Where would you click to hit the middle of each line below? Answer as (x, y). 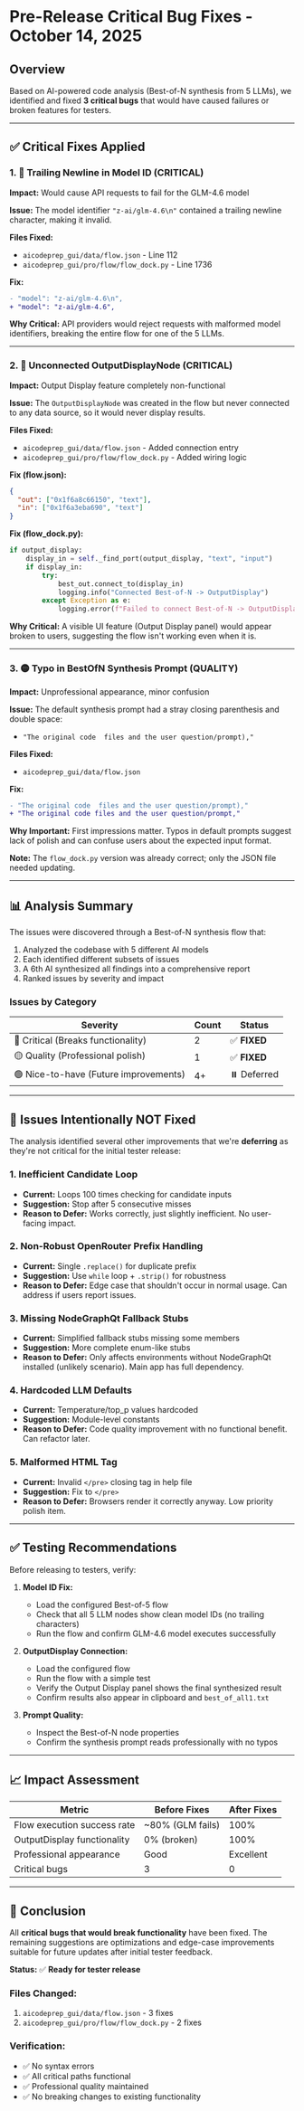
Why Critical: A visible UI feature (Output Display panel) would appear (141, 627)
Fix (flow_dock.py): (47, 534)
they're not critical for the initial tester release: (95, 1151)
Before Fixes (182, 1810)
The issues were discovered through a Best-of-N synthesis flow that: (138, 932)
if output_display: (46, 550)
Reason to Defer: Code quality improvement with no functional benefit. (155, 1429)
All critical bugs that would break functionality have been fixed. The (138, 1933)
